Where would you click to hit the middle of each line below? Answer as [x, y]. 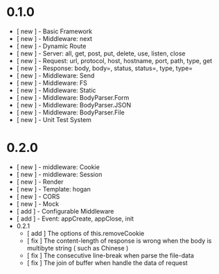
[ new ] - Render [40, 182]
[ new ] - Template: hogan [53, 189]
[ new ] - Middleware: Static [56, 90]
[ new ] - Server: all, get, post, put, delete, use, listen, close [101, 53]
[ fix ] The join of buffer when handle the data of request [107, 263]
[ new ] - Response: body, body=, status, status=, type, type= [105, 68]
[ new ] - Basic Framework [54, 31]
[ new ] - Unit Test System [54, 119]
